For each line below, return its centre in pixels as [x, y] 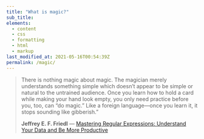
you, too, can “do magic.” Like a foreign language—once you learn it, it [109, 105]
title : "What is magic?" [38, 12]
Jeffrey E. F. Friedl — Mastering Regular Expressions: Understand [104, 123]
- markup [23, 51]
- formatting [28, 40]
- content [24, 29]
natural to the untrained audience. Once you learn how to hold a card [107, 92]
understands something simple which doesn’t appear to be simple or [107, 86]
